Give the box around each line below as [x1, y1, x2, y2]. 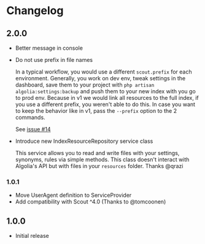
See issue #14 [15, 126, 51, 132]
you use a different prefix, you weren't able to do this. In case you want [15, 101, 195, 108]
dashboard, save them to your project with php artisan [15, 81, 155, 88]
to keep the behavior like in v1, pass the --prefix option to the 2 [15, 107, 177, 114]
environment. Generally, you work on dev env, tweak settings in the [15, 75, 186, 82]
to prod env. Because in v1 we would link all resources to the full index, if [15, 94, 199, 101]
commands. [15, 114, 45, 121]
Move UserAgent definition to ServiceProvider [15, 191, 132, 199]
